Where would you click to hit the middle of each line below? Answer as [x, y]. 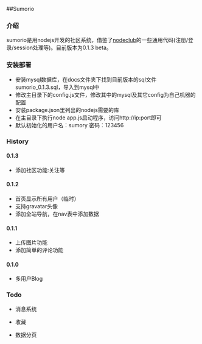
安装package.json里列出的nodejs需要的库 [67, 110]
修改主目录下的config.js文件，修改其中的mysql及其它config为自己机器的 [105, 94]
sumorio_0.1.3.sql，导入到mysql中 [57, 87]
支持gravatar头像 [36, 206]
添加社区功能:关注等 [40, 170]
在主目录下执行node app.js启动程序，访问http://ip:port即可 [89, 118]
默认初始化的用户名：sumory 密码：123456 [69, 125]
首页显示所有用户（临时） [47, 198]
